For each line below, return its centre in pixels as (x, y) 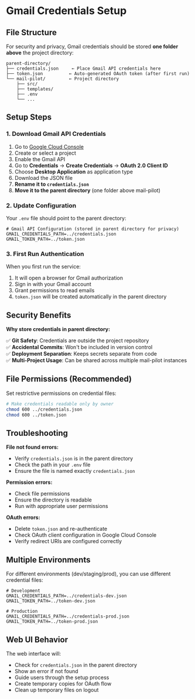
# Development (23, 591)
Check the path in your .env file (52, 465)
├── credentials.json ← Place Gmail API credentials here (83, 69)
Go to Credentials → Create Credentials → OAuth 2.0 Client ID (91, 165)
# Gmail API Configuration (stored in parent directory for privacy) (93, 229)
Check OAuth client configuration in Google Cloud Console (85, 535)
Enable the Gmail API (40, 159)
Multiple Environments (48, 560)
